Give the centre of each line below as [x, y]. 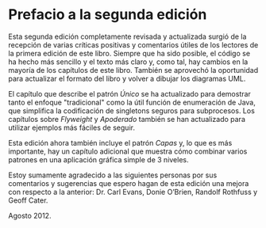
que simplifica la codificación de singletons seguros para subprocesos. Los [132, 110]
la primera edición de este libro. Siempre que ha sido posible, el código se [129, 53]
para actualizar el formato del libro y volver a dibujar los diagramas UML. [127, 78]
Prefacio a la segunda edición [108, 15]
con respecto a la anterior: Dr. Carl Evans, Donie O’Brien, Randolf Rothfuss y [133, 192]
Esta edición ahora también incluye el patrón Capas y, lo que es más [120, 142]
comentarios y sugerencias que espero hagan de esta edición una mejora [129, 183]
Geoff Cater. [28, 200]
